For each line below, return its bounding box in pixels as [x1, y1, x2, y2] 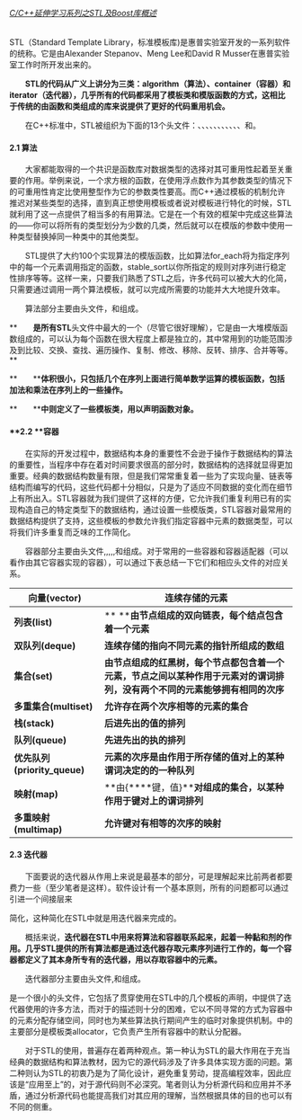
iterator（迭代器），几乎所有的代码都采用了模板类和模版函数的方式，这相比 [9, 90, 286, 101]
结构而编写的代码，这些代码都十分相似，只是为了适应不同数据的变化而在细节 [9, 481, 293, 493]
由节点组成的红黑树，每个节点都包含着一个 [104, 656, 285, 669]
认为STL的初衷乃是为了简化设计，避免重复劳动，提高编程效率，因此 [32, 1067, 284, 1078]
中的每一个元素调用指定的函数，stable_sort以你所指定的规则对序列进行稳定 [9, 262, 287, 272]
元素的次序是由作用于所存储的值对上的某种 [104, 751, 285, 763]
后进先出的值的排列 [104, 716, 186, 729]
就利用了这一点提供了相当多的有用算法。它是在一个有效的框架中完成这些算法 [9, 209, 293, 219]
